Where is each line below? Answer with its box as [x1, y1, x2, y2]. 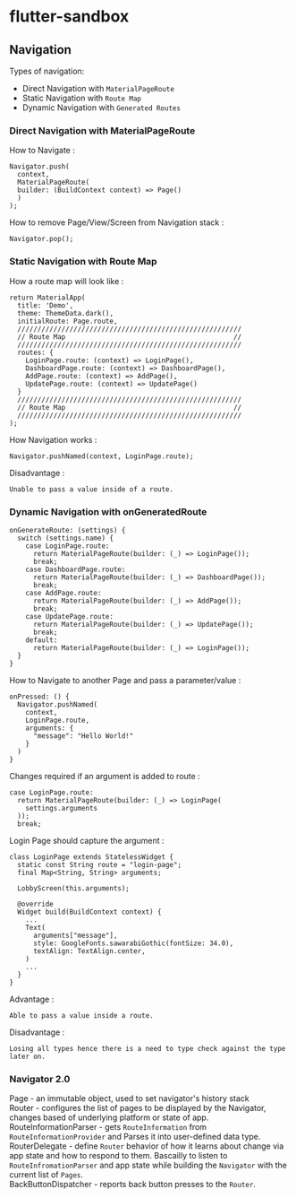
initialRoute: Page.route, [17, 317, 118, 326]
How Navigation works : [9, 434, 97, 445]
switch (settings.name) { [17, 534, 114, 543]
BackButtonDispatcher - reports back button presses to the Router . [9, 1179, 257, 1190]
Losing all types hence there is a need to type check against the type [9, 1044, 286, 1053]
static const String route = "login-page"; [17, 860, 182, 869]
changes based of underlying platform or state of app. [9, 1112, 209, 1123]
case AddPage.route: [25, 588, 102, 597]
